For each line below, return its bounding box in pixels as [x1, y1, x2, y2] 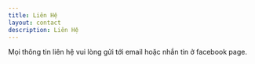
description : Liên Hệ [8, 26, 79, 34]
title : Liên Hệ [8, 11, 58, 20]
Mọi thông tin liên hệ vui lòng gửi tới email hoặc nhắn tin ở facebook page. [8, 48, 247, 57]
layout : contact [8, 19, 61, 27]
